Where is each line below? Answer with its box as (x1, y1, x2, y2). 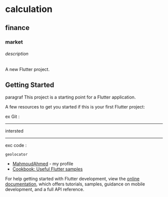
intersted (5, 127, 24, 133)
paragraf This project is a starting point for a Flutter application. (5, 94, 136, 100)
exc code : (5, 142, 27, 148)
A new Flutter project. (5, 66, 50, 72)
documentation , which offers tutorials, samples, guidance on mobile (5, 181, 145, 187)
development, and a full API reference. (5, 186, 84, 192)
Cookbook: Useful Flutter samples (12, 166, 83, 172)
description (5, 51, 29, 57)
